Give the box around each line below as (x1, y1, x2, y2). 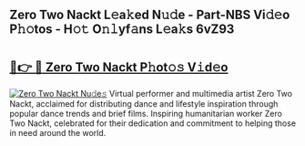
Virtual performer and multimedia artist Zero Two (108, 89, 293, 99)
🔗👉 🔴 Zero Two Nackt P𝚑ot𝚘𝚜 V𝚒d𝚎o (9, 59, 229, 75)
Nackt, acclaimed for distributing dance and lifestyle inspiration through (9, 99, 279, 109)
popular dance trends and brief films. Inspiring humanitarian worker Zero (9, 109, 282, 119)
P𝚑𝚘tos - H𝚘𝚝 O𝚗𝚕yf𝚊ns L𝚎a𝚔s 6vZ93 (9, 22, 235, 37)
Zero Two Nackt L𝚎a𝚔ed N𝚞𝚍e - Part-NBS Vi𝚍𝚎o (9, 7, 290, 23)
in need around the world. (9, 128, 107, 138)
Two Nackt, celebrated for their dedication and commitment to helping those (9, 118, 297, 129)
